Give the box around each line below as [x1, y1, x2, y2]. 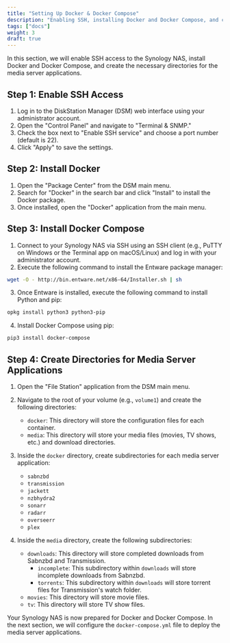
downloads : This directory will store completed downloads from [27, 549, 204, 557]
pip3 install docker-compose [7, 335, 90, 342]
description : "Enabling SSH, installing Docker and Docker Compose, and [7, 16, 219, 23]
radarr [27, 509, 47, 516]
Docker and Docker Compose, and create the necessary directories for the [7, 62, 218, 70]
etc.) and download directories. [27, 438, 116, 446]
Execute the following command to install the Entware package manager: [16, 263, 223, 271]
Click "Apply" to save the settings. [16, 143, 114, 151]
